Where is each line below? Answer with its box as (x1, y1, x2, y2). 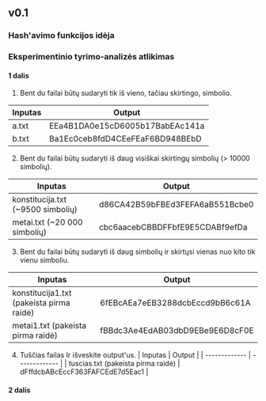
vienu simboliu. (19, 255, 70, 265)
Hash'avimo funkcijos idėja (8, 30, 115, 41)
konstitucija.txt (12, 194, 67, 205)
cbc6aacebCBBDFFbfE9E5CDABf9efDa (98, 221, 248, 233)
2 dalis (8, 385, 31, 395)
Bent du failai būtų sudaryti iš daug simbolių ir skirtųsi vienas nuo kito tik (19, 247, 256, 256)
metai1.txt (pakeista (12, 320, 87, 331)
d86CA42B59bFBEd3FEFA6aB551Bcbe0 (98, 199, 254, 210)
